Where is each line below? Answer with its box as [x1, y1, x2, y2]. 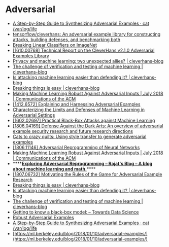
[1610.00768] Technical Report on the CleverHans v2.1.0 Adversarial [12, 47, 155, 53]
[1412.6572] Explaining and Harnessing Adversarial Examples [12, 101, 141, 107]
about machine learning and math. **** [12, 166, 96, 172]
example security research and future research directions [12, 128, 133, 134]
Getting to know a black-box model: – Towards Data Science [12, 209, 139, 215]
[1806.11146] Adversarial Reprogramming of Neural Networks [12, 144, 140, 150]
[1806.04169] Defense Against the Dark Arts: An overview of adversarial [12, 123, 163, 129]
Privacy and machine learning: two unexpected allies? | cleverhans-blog [12, 58, 164, 64]
